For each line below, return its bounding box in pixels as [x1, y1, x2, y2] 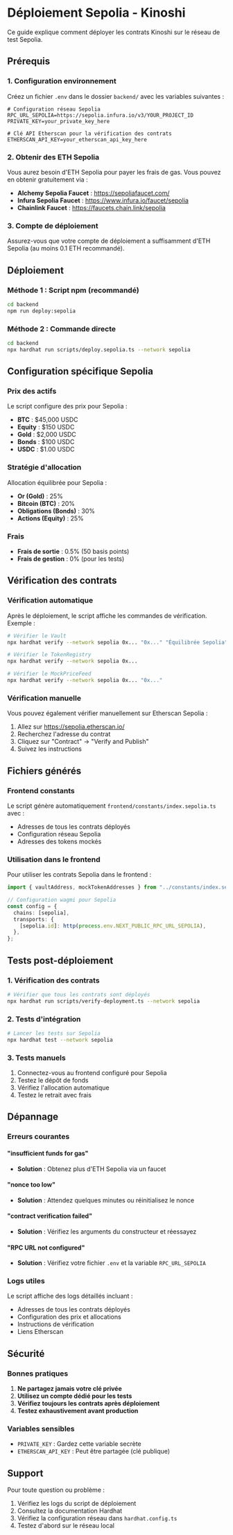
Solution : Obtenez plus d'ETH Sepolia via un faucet [17, 1164, 166, 1173]
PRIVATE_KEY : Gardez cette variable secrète [17, 1440, 142, 1448]
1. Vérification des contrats [7, 976, 100, 985]
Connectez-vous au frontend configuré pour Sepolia [17, 1068, 168, 1076]
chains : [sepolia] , [13, 909, 70, 916]
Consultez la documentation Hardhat [17, 1506, 123, 1515]
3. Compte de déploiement [7, 221, 98, 230]
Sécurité [7, 1348, 45, 1360]
